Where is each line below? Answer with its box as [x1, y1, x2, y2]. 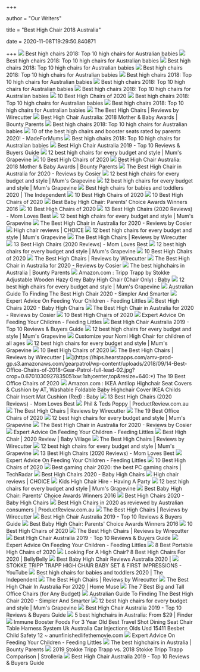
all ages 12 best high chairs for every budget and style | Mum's [6, 340, 168, 347]
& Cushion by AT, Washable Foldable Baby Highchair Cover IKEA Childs [6, 386, 182, 393]
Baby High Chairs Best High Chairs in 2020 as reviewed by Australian [6, 499, 183, 506]
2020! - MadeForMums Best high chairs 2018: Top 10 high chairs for [6, 135, 181, 142]
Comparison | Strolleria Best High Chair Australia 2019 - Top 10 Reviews [6, 653, 189, 660]
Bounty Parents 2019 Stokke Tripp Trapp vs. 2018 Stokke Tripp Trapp [6, 646, 183, 653]
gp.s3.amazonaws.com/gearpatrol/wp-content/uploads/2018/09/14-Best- [6, 360, 187, 367]
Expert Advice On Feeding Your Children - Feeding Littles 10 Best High [6, 457, 186, 464]
